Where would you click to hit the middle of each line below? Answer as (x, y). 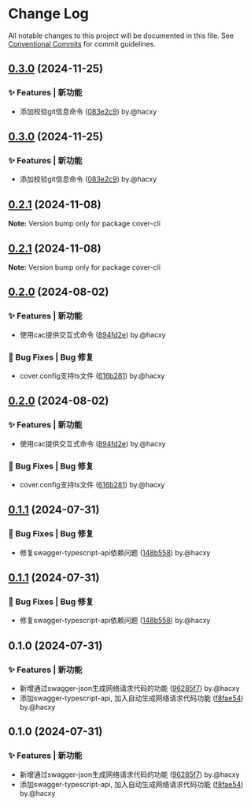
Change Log (48, 14)
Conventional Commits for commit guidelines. (82, 43)
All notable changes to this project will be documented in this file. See (121, 35)
